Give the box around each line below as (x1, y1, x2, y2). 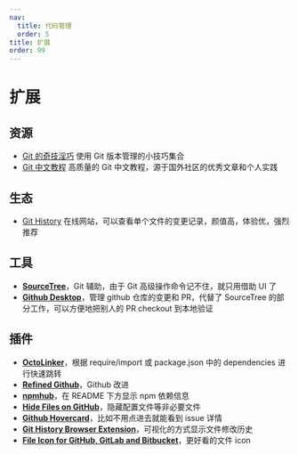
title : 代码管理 (17, 21, 73, 30)
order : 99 (9, 46, 46, 55)
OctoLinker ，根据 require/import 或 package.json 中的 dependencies (21, 357, 276, 368)
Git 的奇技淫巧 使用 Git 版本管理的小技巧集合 (21, 150, 185, 161)
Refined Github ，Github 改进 (21, 379, 130, 390)
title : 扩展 (9, 37, 51, 47)
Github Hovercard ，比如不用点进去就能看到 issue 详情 (21, 412, 222, 423)
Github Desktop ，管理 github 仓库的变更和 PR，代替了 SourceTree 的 (21, 291, 278, 303)
